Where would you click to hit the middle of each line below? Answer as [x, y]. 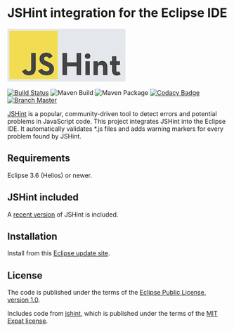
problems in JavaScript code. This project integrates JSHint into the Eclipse [117, 121]
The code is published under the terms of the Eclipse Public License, [107, 293]
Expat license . [27, 321]
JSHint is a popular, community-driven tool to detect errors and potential [112, 113]
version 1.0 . [24, 300]
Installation [32, 236]
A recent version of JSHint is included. [63, 214]
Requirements [39, 159]
